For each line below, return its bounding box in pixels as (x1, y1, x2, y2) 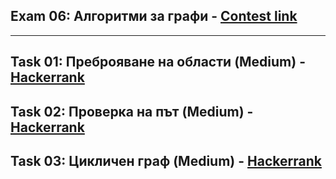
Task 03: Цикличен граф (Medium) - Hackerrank (10, 152, 322, 169)
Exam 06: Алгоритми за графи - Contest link (10, 8, 298, 25)
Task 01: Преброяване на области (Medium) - (10, 54, 306, 71)
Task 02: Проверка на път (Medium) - (10, 103, 254, 120)
